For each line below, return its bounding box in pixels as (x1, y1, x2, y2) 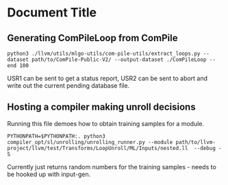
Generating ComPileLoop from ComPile (7, 32, 178, 44)
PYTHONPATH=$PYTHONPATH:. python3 (7, 132, 106, 140)
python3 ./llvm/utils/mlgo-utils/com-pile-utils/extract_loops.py (7, 50, 201, 57)
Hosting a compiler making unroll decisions (7, 101, 197, 113)
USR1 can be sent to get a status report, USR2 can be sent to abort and (7, 74, 207, 82)
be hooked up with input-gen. (7, 170, 91, 178)
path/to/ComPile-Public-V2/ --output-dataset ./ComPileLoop (31, 56, 207, 63)
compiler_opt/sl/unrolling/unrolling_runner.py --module (7, 138, 173, 145)
